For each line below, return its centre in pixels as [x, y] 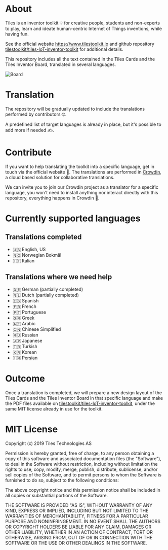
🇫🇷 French [25, 306]
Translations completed [44, 237]
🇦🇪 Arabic [24, 323]
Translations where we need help [59, 277]
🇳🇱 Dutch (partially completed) [46, 295]
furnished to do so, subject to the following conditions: [62, 480]
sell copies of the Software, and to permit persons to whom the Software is [83, 474]
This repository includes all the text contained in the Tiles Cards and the [80, 59]
